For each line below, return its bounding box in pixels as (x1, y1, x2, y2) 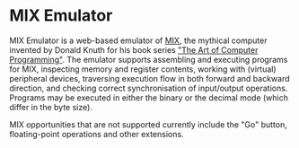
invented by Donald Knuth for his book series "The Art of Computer (9, 44, 259, 55)
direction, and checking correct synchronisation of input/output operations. (9, 83, 288, 93)
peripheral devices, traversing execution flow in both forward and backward (9, 73, 290, 83)
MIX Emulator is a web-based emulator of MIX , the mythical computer (9, 35, 268, 46)
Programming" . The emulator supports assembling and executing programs (9, 54, 288, 65)
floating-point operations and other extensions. (9, 128, 184, 139)
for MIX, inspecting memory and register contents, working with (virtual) (9, 64, 277, 74)
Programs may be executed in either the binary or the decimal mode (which (9, 91, 289, 103)
